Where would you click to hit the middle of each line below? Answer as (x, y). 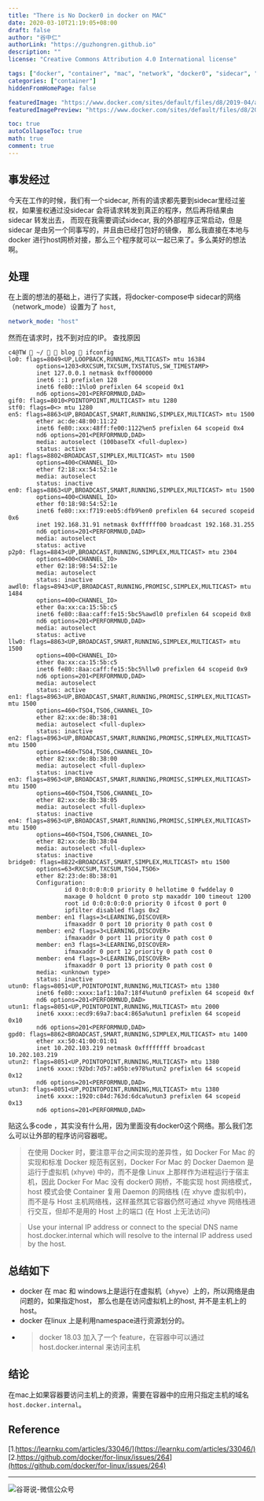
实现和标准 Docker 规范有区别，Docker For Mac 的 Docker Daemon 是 (141, 1163)
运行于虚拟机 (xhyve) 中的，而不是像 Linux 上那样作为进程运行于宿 (135, 1172)
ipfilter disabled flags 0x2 (112, 911)
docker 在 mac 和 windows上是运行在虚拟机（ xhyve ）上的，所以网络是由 (137, 1291)
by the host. (47, 1244)
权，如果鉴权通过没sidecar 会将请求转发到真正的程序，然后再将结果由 (121, 210)
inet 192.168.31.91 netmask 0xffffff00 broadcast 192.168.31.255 (146, 525)
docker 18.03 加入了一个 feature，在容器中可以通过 (122, 1337)
